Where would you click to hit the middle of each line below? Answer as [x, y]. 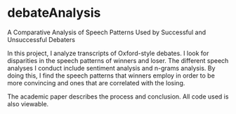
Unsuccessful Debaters [41, 39]
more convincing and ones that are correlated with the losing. [96, 83]
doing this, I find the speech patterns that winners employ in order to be [111, 76]
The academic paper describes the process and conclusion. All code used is [118, 97]
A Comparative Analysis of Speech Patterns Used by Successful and [107, 32]
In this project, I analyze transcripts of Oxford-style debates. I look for [108, 53]
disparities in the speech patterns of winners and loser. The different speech [118, 60]
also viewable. [28, 104]
